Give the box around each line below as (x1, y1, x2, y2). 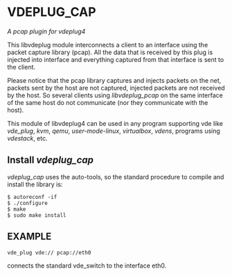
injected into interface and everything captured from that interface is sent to (7, 55, 224, 63)
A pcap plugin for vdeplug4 (7, 27, 86, 35)
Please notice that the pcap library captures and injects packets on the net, (7, 76, 222, 84)
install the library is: (7, 180, 63, 188)
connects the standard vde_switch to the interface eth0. (7, 261, 167, 270)
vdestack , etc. (7, 133, 48, 143)
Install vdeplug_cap (7, 154, 94, 166)
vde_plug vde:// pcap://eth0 (7, 249, 91, 256)
